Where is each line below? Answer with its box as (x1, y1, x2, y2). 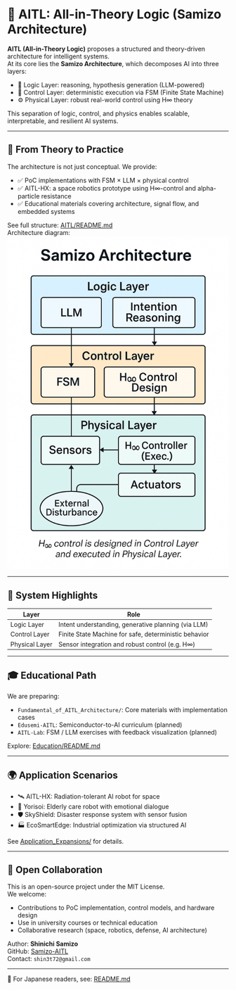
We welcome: (7, 890, 47, 899)
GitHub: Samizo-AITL (7, 947, 69, 956)
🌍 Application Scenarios (7, 770, 118, 782)
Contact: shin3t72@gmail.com (7, 955, 91, 963)
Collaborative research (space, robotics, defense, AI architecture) (17, 926, 207, 934)
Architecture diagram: (7, 228, 70, 236)
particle (17, 191, 40, 200)
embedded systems (17, 207, 75, 215)
